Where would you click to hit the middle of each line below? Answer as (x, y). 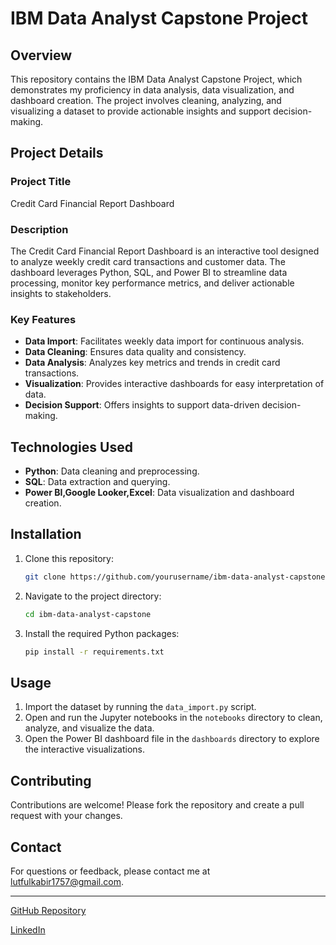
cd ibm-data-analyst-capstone (88, 614)
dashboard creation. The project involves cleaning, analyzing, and (146, 100)
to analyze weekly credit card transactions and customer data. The (148, 261)
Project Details (57, 153)
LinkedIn (28, 929)
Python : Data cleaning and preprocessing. (112, 471)
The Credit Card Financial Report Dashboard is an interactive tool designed (165, 251)
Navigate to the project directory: (93, 596)
